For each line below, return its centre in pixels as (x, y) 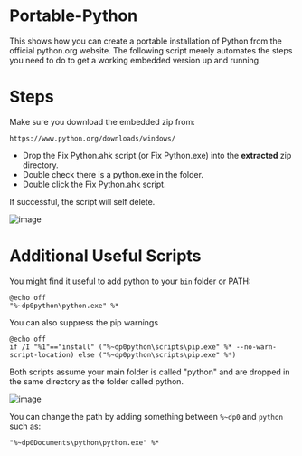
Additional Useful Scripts (105, 256)
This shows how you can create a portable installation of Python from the (146, 41)
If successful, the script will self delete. (82, 201)
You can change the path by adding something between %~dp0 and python (146, 416)
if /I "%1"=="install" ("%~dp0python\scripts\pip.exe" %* (121, 347)
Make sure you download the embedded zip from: (103, 121)
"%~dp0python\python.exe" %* (64, 306)
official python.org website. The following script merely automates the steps (151, 50)
